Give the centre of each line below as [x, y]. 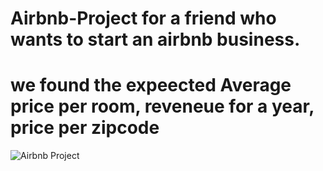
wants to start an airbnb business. [155, 39]
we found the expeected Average [151, 85]
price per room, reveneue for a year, [162, 106]
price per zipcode [85, 128]
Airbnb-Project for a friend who [143, 18]
